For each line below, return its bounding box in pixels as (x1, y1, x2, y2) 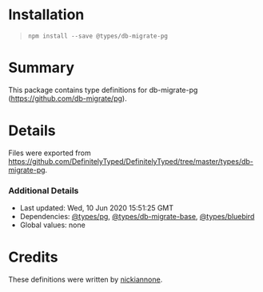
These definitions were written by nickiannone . (8, 274, 163, 285)
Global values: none (19, 220, 86, 230)
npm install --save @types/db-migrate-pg (27, 32, 168, 40)
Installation (8, 6, 85, 24)
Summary (8, 58, 74, 77)
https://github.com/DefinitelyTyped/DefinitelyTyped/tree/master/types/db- (8, 156, 254, 166)
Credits (8, 248, 58, 266)
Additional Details (8, 185, 79, 196)
